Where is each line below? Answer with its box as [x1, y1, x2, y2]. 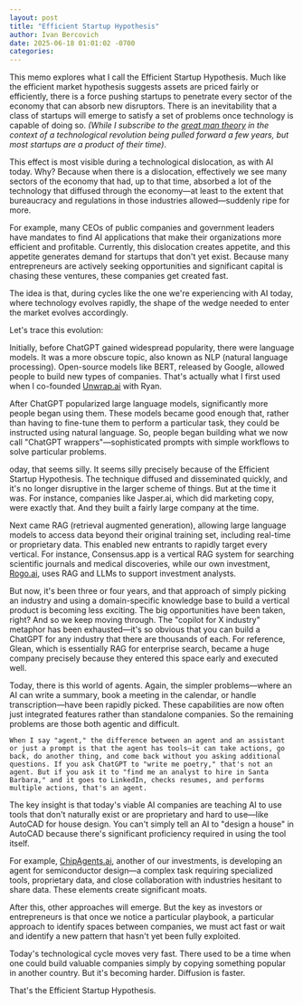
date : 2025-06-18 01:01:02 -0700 [9, 38, 136, 48]
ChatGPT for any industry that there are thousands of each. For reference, [9, 634, 286, 645]
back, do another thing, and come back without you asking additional [9, 752, 281, 761]
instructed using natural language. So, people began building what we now [9, 427, 289, 438]
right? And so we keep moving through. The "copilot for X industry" [9, 615, 260, 626]
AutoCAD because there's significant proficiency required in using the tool [9, 828, 287, 839]
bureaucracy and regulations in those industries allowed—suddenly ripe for [9, 196, 290, 206]
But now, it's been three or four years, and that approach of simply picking [9, 586, 287, 597]
